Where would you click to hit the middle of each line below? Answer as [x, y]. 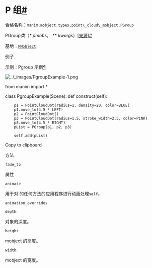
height [12, 231]
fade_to [13, 164]
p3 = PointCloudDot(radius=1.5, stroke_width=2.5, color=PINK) [81, 118]
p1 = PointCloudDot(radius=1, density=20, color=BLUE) [72, 105]
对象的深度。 [18, 221]
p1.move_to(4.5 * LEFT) [39, 110]
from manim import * [27, 86]
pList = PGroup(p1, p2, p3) [43, 127]
